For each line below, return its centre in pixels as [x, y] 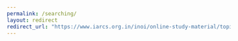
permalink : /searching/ [42, 14]
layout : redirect [32, 20]
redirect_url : [28, 26]
